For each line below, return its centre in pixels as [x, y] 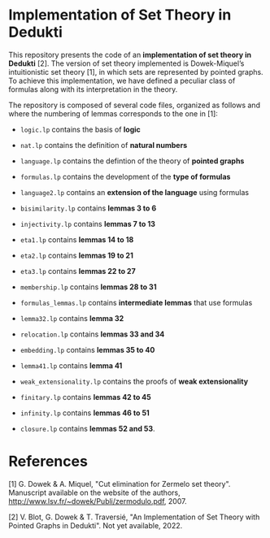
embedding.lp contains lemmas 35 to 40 [87, 349]
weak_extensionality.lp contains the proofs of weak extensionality [134, 381]
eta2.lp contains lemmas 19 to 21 [77, 255]
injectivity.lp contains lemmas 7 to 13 [88, 223]
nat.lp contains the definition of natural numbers [104, 145]
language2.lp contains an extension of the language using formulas [135, 192]
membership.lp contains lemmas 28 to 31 [88, 287]
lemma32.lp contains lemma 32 [72, 318]
